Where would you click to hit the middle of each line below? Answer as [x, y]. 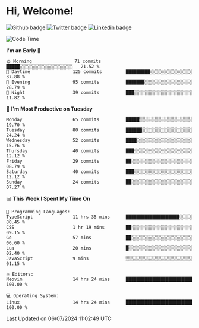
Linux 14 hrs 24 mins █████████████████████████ [99, 302]
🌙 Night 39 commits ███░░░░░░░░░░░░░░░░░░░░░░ [99, 92]
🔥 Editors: [20, 274]
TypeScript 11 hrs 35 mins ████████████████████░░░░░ [99, 217]
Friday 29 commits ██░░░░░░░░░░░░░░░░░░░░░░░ [99, 161]
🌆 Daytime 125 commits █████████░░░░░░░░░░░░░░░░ [99, 72]
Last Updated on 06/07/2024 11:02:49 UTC [59, 318]
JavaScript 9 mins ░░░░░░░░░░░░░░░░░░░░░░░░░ [99, 258]
